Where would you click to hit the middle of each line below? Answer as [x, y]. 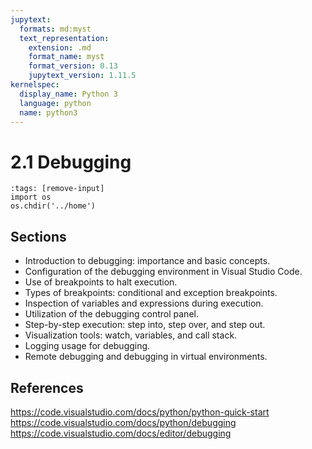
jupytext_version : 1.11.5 [82, 76]
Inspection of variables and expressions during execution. [144, 303]
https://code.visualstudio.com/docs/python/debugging [123, 422]
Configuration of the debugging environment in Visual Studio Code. [163, 272]
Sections [38, 236]
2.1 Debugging [71, 162]
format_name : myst [66, 57]
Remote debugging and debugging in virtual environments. [146, 357]
